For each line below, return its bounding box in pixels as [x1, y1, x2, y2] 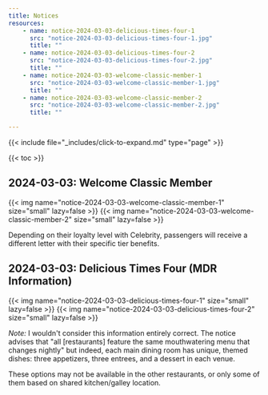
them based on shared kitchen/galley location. [8, 377, 162, 387]
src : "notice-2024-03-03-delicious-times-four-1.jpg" [29, 34, 214, 42]
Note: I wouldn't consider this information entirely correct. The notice [8, 328, 236, 337]
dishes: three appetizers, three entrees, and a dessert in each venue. [8, 353, 236, 363]
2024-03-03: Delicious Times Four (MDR [8, 262, 218, 276]
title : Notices [8, 11, 59, 20]
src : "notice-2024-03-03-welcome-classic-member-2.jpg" [29, 101, 220, 109]
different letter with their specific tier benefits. [8, 238, 160, 248]
